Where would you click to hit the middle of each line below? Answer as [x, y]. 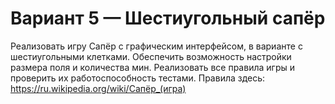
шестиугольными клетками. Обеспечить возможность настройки [151, 56]
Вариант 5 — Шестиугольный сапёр [168, 18]
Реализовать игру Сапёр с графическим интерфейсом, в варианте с [156, 46]
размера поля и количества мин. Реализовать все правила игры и [152, 67]
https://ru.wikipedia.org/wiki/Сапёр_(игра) [98, 88]
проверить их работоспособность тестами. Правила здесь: [138, 78]
